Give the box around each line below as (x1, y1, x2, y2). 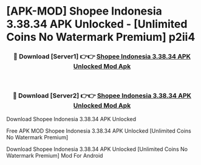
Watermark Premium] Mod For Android (6, 152, 103, 159)
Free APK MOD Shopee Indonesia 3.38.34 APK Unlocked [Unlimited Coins (6, 127, 191, 135)
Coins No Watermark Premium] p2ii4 (6, 30, 196, 44)
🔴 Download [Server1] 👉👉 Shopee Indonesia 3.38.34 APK (13, 52, 191, 61)
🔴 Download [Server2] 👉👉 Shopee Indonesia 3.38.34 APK (12, 91, 192, 100)
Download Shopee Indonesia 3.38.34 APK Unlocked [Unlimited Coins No (6, 145, 188, 153)
